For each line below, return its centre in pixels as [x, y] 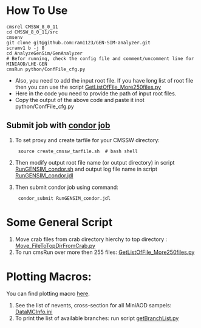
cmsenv [15, 37]
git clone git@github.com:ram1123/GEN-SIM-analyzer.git [78, 43]
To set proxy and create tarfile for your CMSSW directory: [87, 140]
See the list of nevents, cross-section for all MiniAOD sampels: [93, 305]
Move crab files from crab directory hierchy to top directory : [91, 239]
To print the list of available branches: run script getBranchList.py [97, 318]
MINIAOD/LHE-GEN [27, 64]
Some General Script [60, 222]
